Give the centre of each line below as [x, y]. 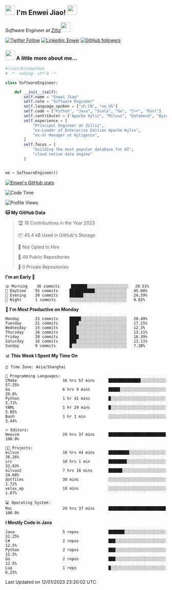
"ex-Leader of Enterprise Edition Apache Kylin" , [87, 130]
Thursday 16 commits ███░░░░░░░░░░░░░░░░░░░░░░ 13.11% [76, 332]
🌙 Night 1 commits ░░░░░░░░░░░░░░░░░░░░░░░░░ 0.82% [75, 300]
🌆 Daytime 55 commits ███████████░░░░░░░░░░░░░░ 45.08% [76, 291]
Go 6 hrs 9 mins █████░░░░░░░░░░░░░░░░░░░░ [86, 389]
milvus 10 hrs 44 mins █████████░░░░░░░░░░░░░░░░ [86, 452]
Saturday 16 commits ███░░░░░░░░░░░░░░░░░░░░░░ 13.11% [76, 341]
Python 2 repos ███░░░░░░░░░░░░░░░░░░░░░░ [86, 550]
